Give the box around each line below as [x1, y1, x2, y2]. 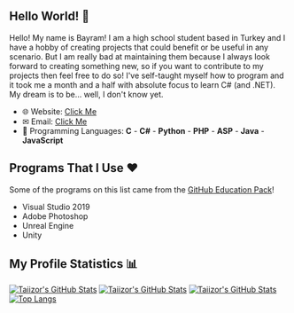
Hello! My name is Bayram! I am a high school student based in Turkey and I [9, 32, 286, 43]
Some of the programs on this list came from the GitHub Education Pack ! [9, 184, 275, 195]
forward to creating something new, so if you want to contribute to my [9, 60, 264, 71]
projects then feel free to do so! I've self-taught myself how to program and [9, 70, 285, 81]
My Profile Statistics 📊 [9, 256, 138, 271]
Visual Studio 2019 [21, 201, 90, 212]
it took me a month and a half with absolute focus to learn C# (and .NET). [9, 79, 276, 90]
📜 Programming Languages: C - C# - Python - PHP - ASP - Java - [21, 125, 265, 136]
